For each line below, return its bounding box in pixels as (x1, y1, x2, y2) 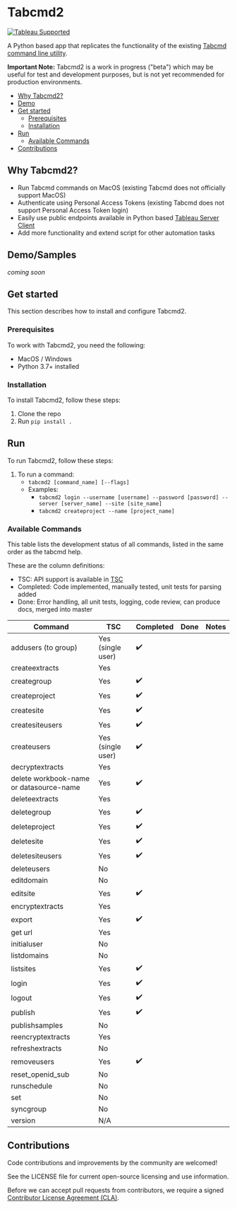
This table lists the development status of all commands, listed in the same (7, 540, 224, 549)
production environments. (7, 77, 83, 86)
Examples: (28, 485, 59, 493)
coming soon (7, 268, 46, 276)
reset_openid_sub (11, 1070, 70, 1079)
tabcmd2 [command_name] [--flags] (28, 479, 130, 486)
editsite (11, 888, 35, 898)
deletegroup (11, 807, 51, 817)
